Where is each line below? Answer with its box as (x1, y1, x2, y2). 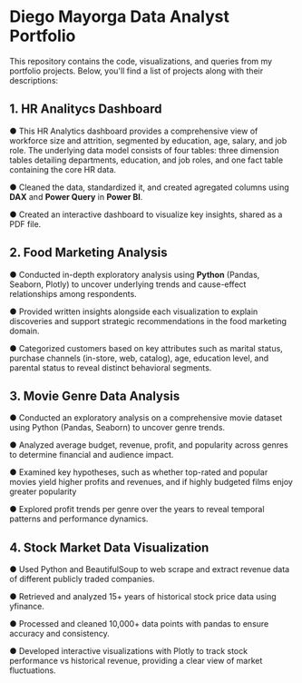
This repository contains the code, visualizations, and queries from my (9, 55, 273, 66)
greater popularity (9, 486, 77, 497)
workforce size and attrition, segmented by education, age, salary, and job (9, 134, 287, 146)
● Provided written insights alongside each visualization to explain (9, 306, 258, 317)
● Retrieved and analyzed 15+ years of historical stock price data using (9, 591, 277, 602)
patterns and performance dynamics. (9, 513, 149, 524)
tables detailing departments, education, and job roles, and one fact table (9, 154, 284, 165)
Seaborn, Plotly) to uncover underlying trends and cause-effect (9, 279, 247, 290)
